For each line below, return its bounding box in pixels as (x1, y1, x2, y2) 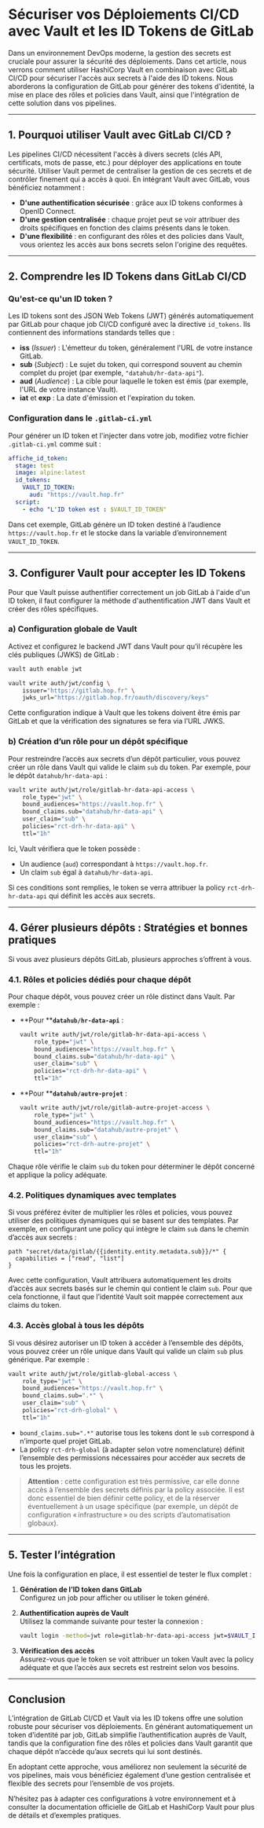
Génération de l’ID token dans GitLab (19, 1584, 142, 1594)
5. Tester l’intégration (8, 1548, 116, 1562)
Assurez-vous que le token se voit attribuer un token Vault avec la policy (19, 1654, 254, 1664)
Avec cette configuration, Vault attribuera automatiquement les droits (8, 1276, 232, 1285)
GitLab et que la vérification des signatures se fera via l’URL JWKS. (8, 717, 225, 726)
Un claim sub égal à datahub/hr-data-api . (19, 867, 153, 877)
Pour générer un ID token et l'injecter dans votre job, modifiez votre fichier (8, 431, 249, 440)
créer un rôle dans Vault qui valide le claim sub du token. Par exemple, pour (8, 762, 251, 772)
